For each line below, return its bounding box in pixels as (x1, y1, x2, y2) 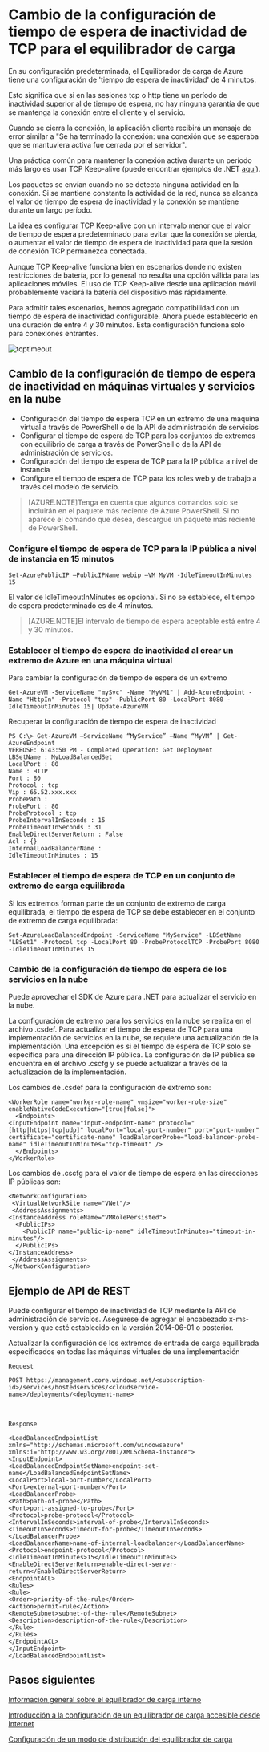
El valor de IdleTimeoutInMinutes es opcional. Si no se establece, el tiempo (8, 592, 255, 602)
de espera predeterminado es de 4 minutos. (8, 601, 154, 610)
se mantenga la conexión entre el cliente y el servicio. (8, 107, 186, 117)
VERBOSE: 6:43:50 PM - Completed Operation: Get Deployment (8, 746, 214, 755)
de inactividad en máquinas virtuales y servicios (8, 379, 255, 394)
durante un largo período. (8, 205, 93, 214)
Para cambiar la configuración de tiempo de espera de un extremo (8, 673, 227, 683)
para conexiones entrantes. (8, 328, 98, 338)
